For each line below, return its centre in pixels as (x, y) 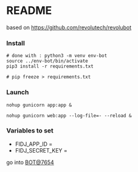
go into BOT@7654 (30, 162)
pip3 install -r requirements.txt (50, 67)
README (29, 11)
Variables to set (30, 131)
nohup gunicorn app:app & (39, 105)
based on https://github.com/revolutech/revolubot (69, 27)
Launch (18, 92)
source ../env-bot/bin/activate (47, 61)
